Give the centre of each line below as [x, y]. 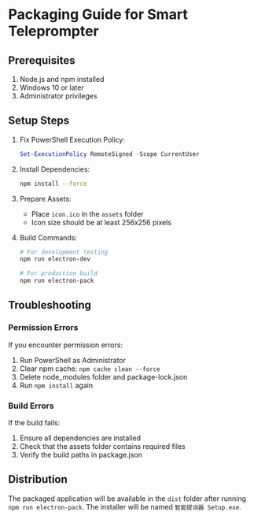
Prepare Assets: [46, 198]
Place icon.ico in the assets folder [87, 213]
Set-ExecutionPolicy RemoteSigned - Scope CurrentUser [109, 154]
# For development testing [64, 252]
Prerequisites [42, 60]
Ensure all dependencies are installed [80, 438]
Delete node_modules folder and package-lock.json [103, 376]
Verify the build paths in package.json [81, 455]
